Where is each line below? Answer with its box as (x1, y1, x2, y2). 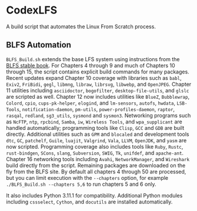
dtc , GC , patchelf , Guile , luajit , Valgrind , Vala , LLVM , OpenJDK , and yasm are (6, 136, 187, 144)
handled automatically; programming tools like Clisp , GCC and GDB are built (6, 124, 185, 131)
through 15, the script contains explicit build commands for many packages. (6, 68, 189, 75)
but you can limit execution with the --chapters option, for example (6, 174, 169, 181)
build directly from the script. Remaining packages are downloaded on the (6, 162, 186, 169)
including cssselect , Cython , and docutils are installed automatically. (6, 198, 173, 205)
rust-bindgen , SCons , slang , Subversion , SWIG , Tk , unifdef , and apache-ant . (6, 149, 184, 156)
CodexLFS (6, 4, 58, 17)
